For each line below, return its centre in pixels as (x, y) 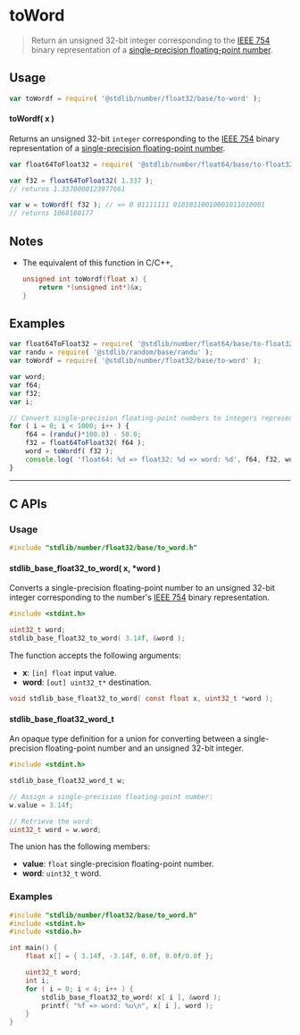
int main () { (33, 948)
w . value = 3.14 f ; (42, 805)
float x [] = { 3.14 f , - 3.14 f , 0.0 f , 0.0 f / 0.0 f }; (120, 956)
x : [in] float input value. (69, 673)
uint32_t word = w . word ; (55, 829)
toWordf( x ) (32, 119)
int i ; (37, 980)
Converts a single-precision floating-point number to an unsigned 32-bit (142, 588)
